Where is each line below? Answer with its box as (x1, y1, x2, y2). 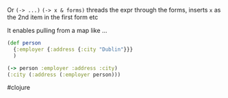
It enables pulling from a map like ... (7, 27, 107, 34)
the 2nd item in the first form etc (7, 13, 99, 21)
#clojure (7, 84, 31, 92)
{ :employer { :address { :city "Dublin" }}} (13, 46, 134, 53)
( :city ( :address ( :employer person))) (7, 71, 121, 78)
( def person (7, 40, 41, 47)
